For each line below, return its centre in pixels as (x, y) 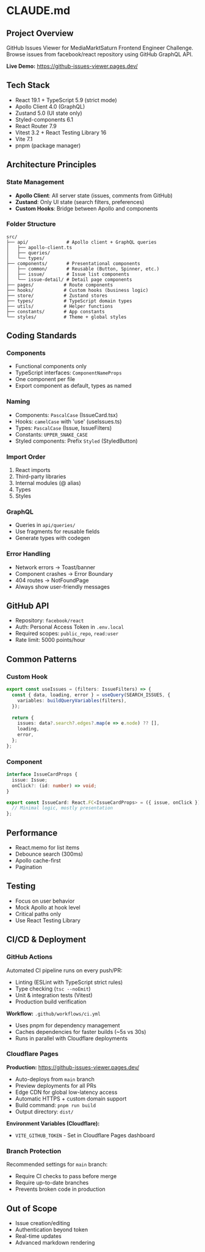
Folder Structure (31, 224)
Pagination (29, 867)
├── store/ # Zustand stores (57, 296)
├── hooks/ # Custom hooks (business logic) (77, 290)
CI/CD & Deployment (46, 940)
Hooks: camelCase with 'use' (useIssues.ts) (68, 421)
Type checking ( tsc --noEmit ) (53, 988)
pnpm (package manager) (48, 145)
